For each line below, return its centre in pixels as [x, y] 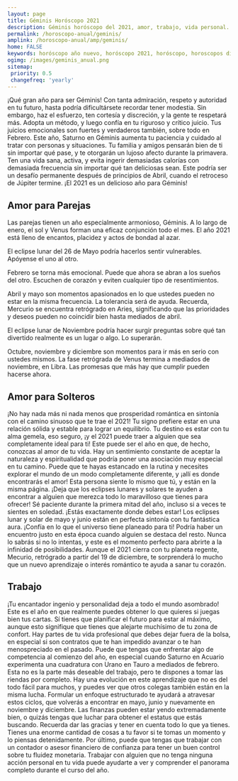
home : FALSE [25, 47]
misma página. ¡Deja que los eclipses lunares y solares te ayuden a [105, 489]
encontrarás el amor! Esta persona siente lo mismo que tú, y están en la [112, 481]
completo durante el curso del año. [58, 770]
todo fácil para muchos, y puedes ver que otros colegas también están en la [118, 687]
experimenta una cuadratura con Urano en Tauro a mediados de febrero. [113, 664]
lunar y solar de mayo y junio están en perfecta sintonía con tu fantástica [114, 519]
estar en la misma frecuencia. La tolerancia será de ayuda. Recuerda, [108, 302]
